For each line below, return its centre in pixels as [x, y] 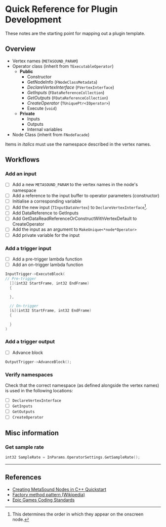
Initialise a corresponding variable [47, 201]
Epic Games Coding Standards [43, 500]
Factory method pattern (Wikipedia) [49, 494]
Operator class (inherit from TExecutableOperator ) [63, 66]
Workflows [22, 160]
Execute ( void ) [42, 108]
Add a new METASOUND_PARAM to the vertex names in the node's [75, 185]
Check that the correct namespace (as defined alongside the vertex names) [82, 385]
